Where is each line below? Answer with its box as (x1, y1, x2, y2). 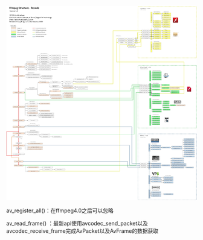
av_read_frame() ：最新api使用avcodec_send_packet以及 (6, 219, 148, 227)
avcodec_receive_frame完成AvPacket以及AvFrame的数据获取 (6, 227, 159, 235)
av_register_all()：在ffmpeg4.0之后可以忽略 (6, 207, 114, 214)
